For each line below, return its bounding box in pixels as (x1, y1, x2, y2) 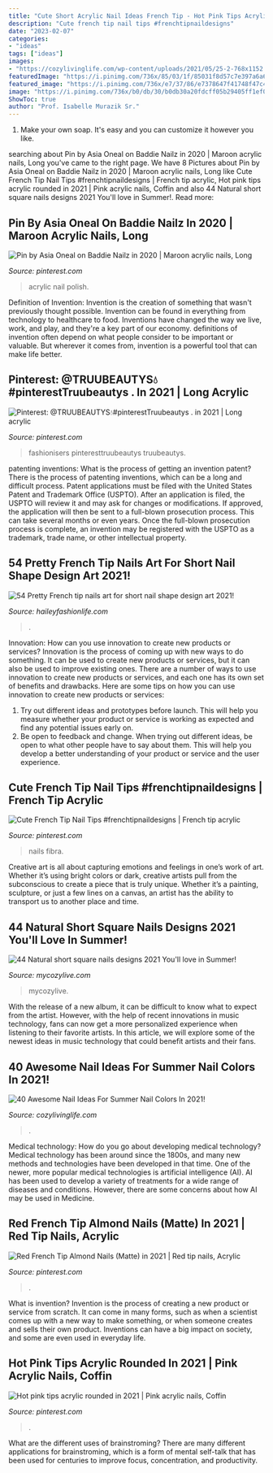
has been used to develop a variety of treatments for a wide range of (8, 1176, 239, 1185)
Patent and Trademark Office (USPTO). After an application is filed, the (8, 489, 245, 499)
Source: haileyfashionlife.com (8, 606, 108, 616)
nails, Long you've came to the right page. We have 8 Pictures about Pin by (8, 158, 260, 167)
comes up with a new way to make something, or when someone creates (8, 1315, 253, 1325)
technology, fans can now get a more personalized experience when (8, 1019, 238, 1029)
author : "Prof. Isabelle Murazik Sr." (8, 102, 140, 111)
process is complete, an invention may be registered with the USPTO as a (8, 524, 254, 533)
